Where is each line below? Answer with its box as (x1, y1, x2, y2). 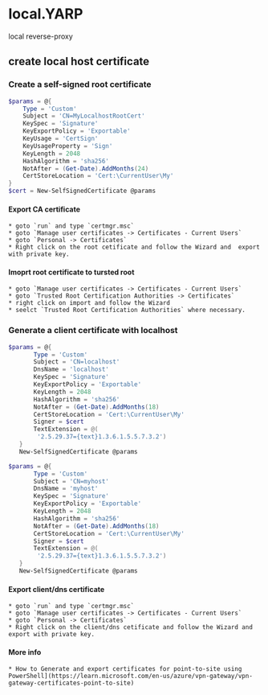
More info (8, 647, 42, 656)
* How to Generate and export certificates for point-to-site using (8, 665, 242, 673)
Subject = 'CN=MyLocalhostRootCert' (22, 112, 146, 121)
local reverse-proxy (8, 31, 74, 41)
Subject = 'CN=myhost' (33, 477, 110, 485)
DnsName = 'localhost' (33, 365, 110, 374)
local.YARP (8, 5, 83, 23)
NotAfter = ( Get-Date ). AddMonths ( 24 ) (22, 164, 149, 173)
